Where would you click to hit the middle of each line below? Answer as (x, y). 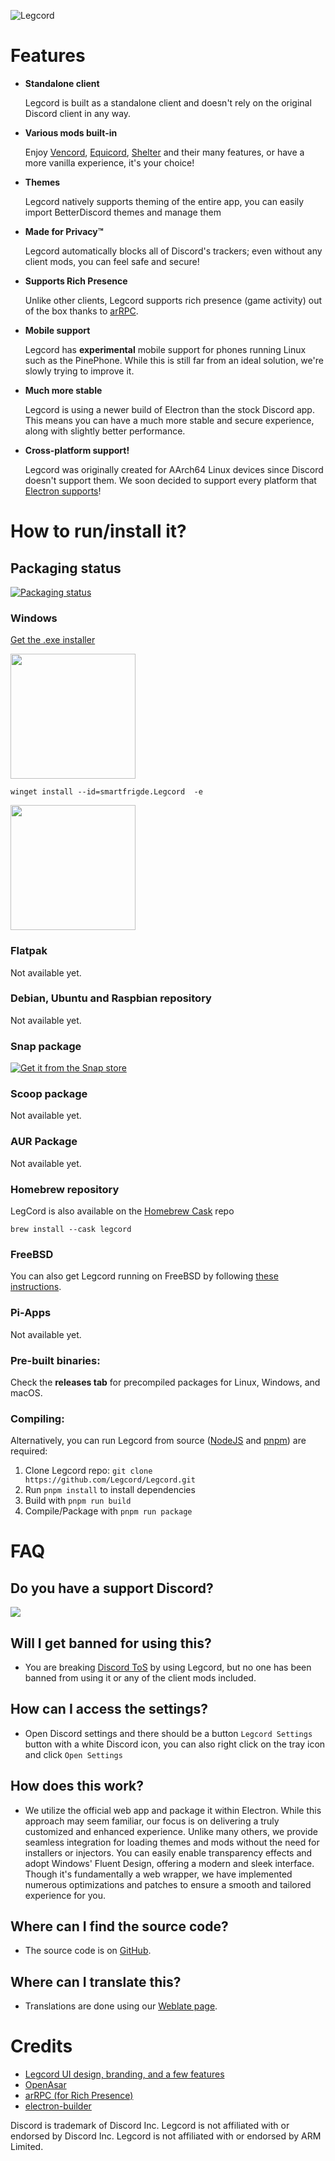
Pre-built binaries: (55, 1360)
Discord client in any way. (78, 113)
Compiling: (37, 1418)
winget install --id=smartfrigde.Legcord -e (106, 792)
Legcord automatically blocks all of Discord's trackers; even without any (173, 251)
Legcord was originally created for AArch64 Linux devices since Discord (174, 469)
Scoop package (49, 1094)
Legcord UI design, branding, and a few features (124, 2074)
